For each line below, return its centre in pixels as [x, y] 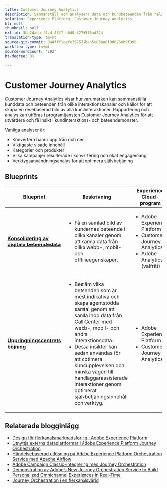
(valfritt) [151, 266]
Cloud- [150, 197]
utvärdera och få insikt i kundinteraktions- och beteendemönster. [72, 120]
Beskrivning [97, 197]
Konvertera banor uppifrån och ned [48, 140]
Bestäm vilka [89, 284]
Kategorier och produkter [38, 150]
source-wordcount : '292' [31, 51]
